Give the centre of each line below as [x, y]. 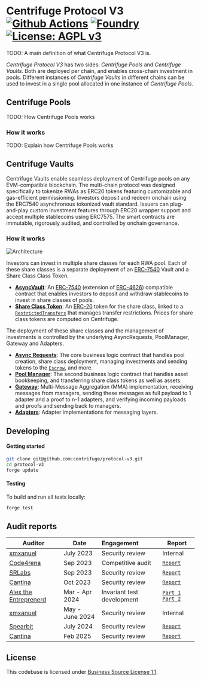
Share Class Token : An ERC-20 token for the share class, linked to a [99, 307]
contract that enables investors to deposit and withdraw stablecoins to [102, 294]
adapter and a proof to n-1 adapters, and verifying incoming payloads [100, 399]
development [120, 600]
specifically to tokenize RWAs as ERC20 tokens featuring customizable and [99, 191]
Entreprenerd [28, 600]
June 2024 [79, 617]
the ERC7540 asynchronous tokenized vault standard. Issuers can [88, 204]
